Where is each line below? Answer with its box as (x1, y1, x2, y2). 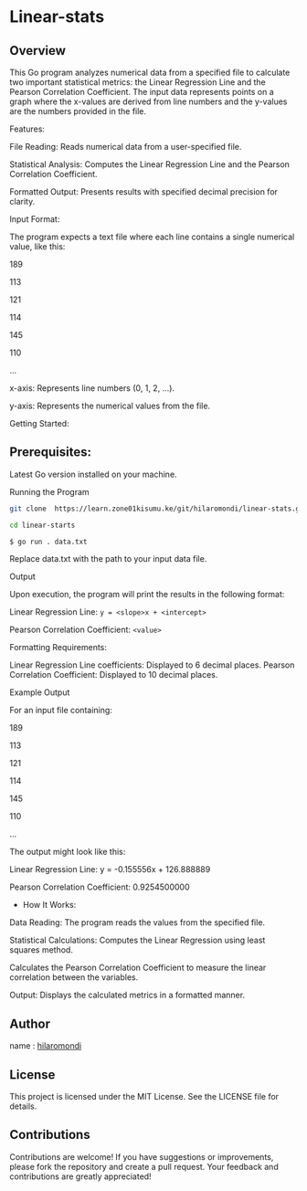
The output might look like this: (9, 847, 126, 858)
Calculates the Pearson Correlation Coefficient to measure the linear (9, 962, 267, 974)
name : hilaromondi (9, 1040, 82, 1051)
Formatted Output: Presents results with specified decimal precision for (9, 186, 279, 197)
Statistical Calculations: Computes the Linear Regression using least (9, 934, 266, 946)
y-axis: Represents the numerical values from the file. (9, 400, 211, 411)
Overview (9, 43, 67, 58)
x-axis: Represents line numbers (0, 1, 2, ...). (9, 383, 175, 394)
